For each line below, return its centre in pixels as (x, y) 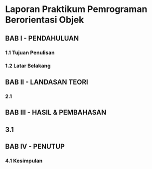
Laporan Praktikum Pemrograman (76, 9)
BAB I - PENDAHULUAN (42, 38)
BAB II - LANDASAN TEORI (47, 82)
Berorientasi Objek (45, 20)
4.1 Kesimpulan (24, 160)
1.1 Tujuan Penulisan (30, 52)
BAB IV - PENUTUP (35, 146)
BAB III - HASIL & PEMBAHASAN (56, 113)
